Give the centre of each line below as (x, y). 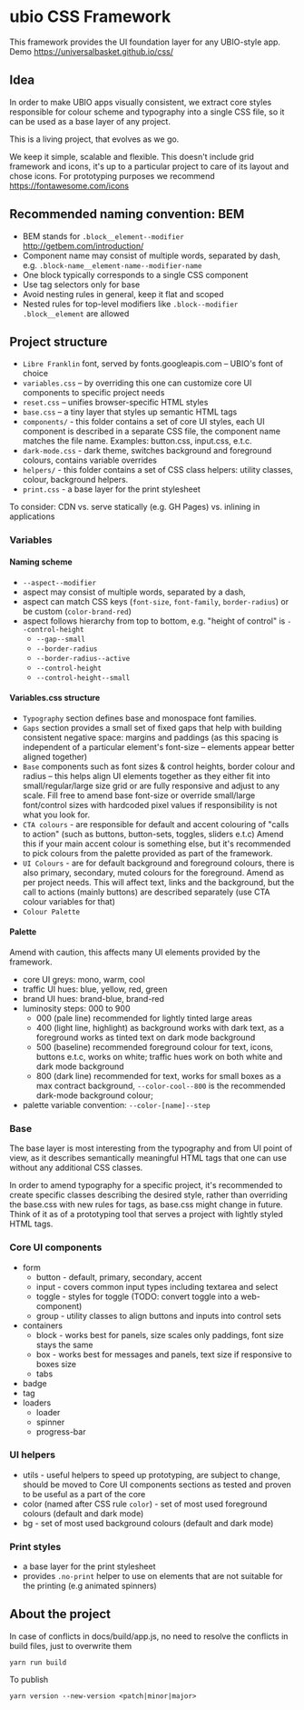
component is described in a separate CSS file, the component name (152, 431)
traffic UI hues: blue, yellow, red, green (95, 989)
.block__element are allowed (76, 313)
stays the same (64, 1345)
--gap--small (61, 639)
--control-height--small (83, 678)
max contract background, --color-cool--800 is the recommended (161, 1085)
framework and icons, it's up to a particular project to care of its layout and (149, 166)
